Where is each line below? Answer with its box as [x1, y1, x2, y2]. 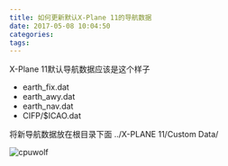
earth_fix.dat [22, 82, 69, 92]
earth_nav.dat [22, 100, 74, 112]
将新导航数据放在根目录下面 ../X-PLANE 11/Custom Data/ [9, 129, 219, 140]
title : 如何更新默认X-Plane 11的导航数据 [9, 13, 152, 22]
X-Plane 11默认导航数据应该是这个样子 [9, 64, 150, 74]
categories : [9, 30, 54, 39]
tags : [9, 38, 30, 48]
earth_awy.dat [22, 92, 76, 102]
